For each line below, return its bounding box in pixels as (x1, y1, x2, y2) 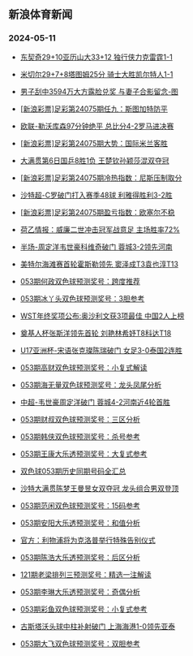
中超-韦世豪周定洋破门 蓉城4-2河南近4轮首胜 (19, 397, 170, 407)
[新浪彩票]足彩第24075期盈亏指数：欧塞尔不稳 (19, 207, 176, 217)
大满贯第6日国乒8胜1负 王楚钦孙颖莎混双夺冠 (19, 155, 169, 165)
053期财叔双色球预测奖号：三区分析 (19, 414, 140, 424)
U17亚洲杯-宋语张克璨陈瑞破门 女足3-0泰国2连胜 (19, 345, 182, 355)
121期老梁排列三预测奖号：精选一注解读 (19, 569, 152, 579)
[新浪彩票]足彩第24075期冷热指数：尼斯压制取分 (19, 173, 182, 183)
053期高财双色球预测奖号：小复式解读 (19, 362, 148, 372)
